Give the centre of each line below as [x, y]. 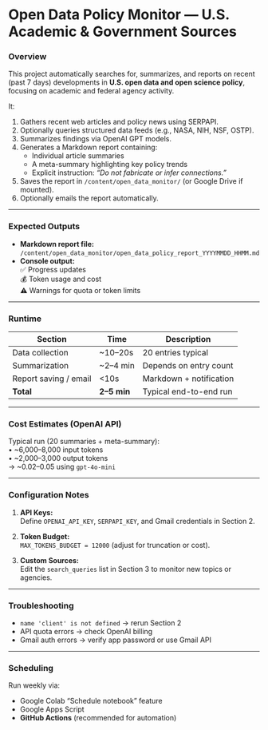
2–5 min [115, 391]
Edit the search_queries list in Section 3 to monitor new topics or [125, 569]
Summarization [41, 366]
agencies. [36, 577]
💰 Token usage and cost [61, 279]
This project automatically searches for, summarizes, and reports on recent [132, 74]
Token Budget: [45, 536]
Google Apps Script [52, 709]
